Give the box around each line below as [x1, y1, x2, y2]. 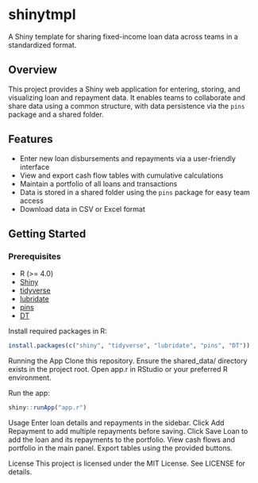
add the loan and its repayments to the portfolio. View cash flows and [8, 435, 236, 444]
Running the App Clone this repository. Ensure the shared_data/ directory [8, 356, 248, 366]
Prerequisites [8, 251, 61, 262]
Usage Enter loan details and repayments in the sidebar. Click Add [8, 418, 225, 427]
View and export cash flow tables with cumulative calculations [19, 171, 224, 180]
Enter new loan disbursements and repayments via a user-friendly [19, 153, 237, 163]
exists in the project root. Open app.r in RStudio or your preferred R [8, 365, 228, 374]
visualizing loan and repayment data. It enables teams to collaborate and [8, 93, 246, 102]
